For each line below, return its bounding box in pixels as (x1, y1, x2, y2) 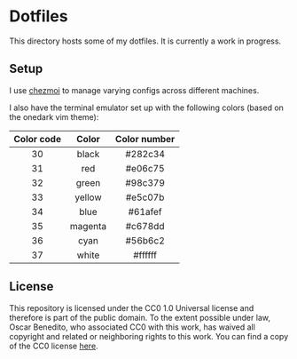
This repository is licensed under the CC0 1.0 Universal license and (9, 302, 254, 313)
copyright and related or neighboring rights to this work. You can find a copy (9, 331, 289, 341)
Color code (13, 132, 62, 145)
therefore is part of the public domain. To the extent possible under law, (9, 312, 270, 323)
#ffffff (132, 249, 158, 261)
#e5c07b (125, 191, 165, 203)
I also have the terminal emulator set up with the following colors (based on (9, 102, 284, 113)
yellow (74, 191, 102, 203)
